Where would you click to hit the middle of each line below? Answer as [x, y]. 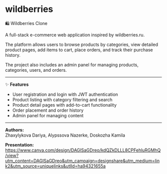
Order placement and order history [48, 110]
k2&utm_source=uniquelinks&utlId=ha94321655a [55, 166]
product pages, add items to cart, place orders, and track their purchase [79, 50]
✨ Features [17, 84]
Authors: [14, 130]
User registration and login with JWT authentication [65, 94]
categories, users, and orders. [36, 70]
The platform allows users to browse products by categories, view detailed [82, 44]
